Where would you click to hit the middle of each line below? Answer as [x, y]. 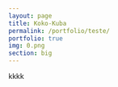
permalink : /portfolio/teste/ [59, 31]
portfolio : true [36, 38]
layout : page [30, 16]
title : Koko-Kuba [38, 23]
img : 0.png [27, 46]
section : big [30, 53]
